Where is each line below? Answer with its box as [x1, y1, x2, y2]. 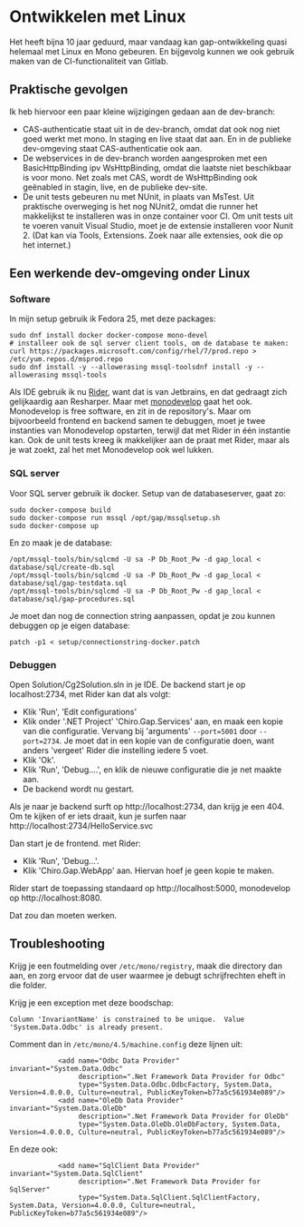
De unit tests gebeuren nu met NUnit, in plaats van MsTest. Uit [22, 191, 255, 201]
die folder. [9, 979, 47, 990]
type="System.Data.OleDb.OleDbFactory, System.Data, [78, 1119, 281, 1129]
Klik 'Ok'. [22, 755, 56, 766]
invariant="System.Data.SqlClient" [9, 1169, 144, 1178]
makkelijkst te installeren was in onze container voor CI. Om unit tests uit [22, 211, 294, 221]
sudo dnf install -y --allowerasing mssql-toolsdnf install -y [9, 363, 253, 372]
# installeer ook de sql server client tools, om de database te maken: [9, 339, 290, 348]
